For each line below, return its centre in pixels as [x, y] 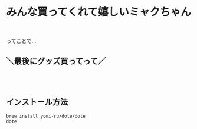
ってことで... [21, 41]
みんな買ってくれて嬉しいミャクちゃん [98, 12]
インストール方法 [37, 102]
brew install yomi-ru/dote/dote [46, 116]
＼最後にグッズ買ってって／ [56, 62]
